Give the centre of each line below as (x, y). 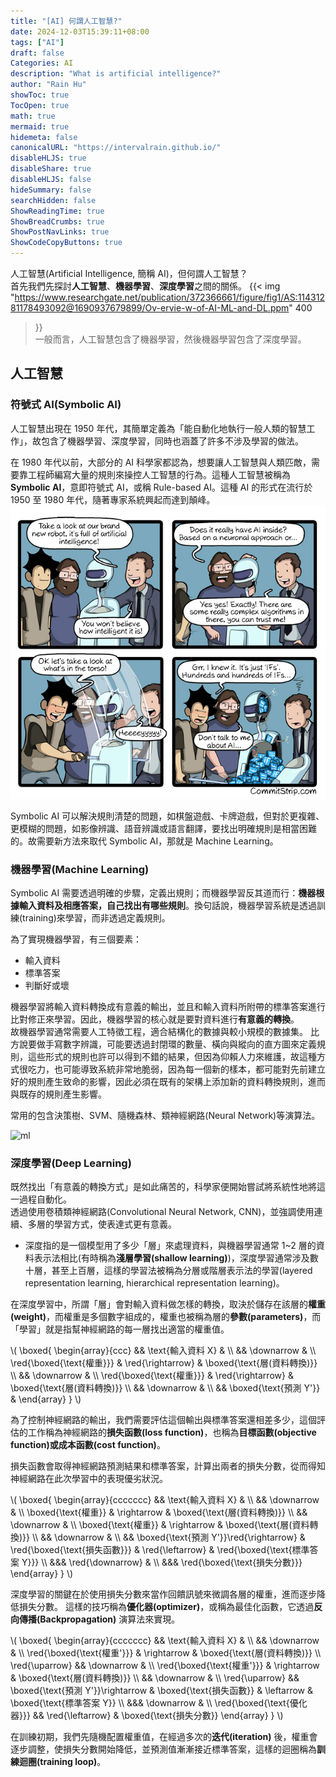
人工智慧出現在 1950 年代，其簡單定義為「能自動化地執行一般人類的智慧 (158, 428)
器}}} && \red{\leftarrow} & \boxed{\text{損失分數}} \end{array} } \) (147, 1716)
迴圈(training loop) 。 (62, 1762)
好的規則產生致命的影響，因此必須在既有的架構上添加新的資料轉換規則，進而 (168, 1082)
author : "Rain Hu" (48, 85)
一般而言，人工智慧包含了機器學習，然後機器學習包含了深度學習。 (170, 339)
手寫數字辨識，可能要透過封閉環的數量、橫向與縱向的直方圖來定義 (180, 1044)
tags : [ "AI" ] (37, 42)
